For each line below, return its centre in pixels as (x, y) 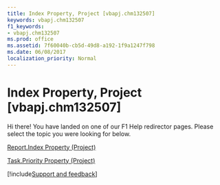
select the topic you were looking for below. (69, 134)
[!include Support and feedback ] (52, 174)
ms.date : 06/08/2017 (37, 52)
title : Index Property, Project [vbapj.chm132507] (81, 13)
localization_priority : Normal (52, 59)
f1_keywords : (26, 26)
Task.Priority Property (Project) (51, 160)
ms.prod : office (30, 39)
